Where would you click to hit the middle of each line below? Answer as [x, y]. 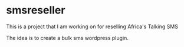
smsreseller [36, 10]
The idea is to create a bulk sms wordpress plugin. [67, 38]
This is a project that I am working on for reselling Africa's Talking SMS [92, 26]
